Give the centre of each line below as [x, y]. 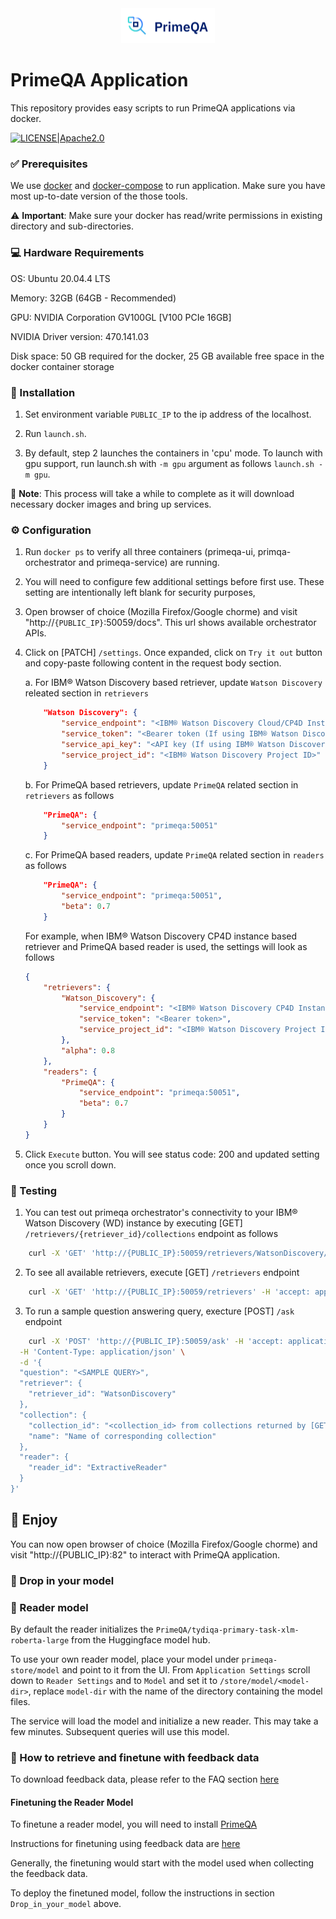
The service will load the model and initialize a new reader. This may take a [164, 1721]
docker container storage [62, 366]
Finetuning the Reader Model [72, 1802]
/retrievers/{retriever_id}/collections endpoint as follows [151, 1234]
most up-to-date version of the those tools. [99, 196]
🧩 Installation [43, 392]
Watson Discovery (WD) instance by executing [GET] [133, 1223]
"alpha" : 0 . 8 [88, 1050]
